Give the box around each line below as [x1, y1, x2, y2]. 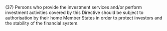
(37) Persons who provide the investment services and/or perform [5, 4, 142, 10]
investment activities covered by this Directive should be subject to [5, 9, 144, 15]
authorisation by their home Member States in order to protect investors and [5, 15, 162, 20]
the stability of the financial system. [5, 20, 79, 26]
